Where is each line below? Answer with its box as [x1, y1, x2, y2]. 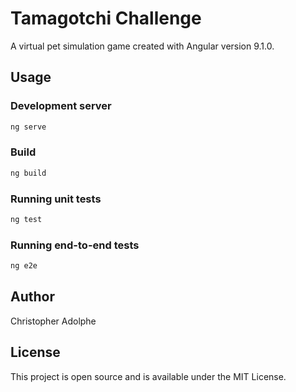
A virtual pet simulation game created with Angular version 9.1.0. [10, 40, 275, 52]
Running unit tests [10, 192, 102, 206]
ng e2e [10, 261, 38, 271]
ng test [10, 214, 43, 224]
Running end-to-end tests [10, 238, 140, 252]
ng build [10, 168, 47, 178]
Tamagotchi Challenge [10, 7, 202, 30]
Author [10, 288, 55, 306]
